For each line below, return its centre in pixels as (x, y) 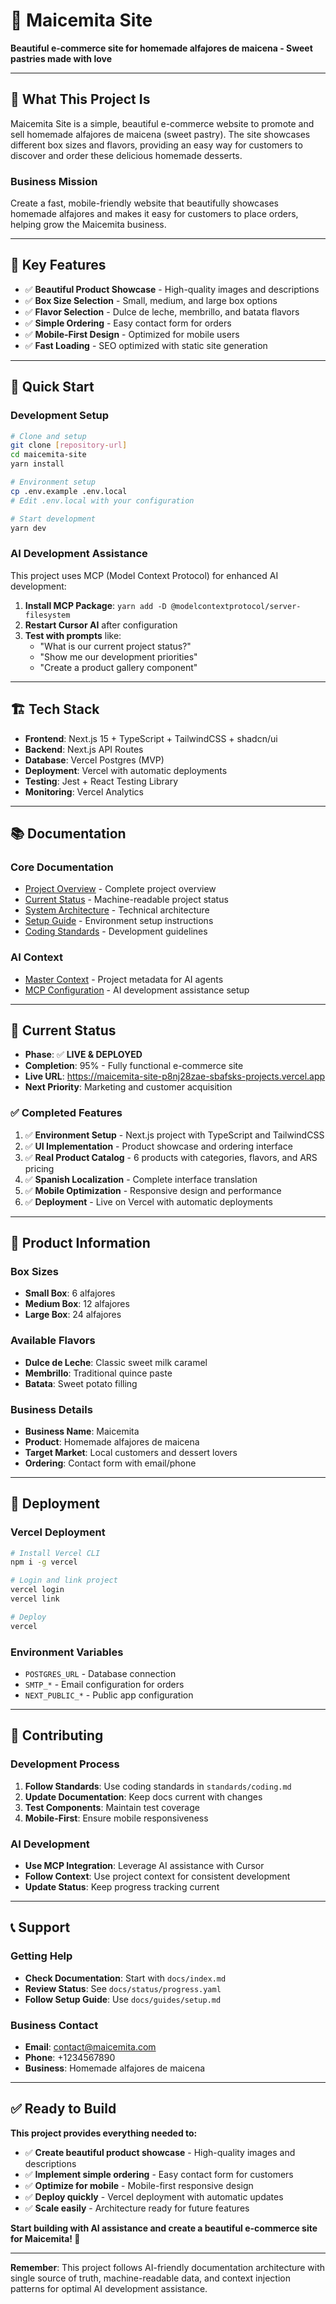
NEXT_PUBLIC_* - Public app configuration (109, 1695)
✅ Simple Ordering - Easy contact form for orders (128, 323)
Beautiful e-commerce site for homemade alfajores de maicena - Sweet (161, 48)
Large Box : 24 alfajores (73, 1315)
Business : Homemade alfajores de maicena (115, 2068)
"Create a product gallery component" (118, 667)
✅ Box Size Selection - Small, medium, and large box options (151, 300)
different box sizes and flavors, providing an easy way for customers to (156, 145)
